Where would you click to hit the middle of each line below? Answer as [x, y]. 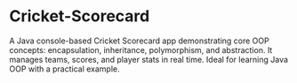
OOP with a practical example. [64, 69]
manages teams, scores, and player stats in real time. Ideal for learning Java [149, 59]
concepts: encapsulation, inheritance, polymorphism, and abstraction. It [141, 49]
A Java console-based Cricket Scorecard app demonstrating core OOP [139, 41]
